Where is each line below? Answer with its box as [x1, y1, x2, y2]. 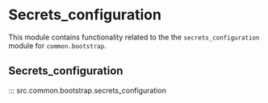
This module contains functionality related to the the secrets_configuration [8, 32, 260, 42]
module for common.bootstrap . [8, 40, 107, 50]
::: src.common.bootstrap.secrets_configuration [8, 85, 167, 95]
